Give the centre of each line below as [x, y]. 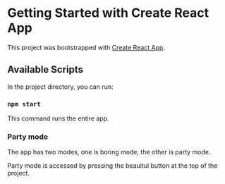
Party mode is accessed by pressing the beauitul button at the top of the [112, 166]
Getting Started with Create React [108, 13]
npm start [24, 104]
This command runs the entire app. [58, 118]
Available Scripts [45, 69]
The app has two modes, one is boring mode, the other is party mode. [109, 152]
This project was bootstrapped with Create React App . [86, 47]
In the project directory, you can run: [60, 87]
